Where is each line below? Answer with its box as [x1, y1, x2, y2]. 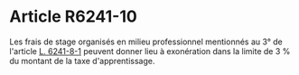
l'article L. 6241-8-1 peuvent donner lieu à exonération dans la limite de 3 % [9, 45, 291, 56]
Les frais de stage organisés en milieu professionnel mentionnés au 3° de [9, 36, 283, 47]
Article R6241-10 [9, 6, 137, 27]
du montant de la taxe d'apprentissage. [9, 55, 155, 66]
